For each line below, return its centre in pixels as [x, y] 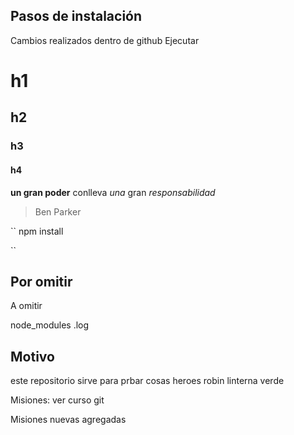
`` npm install [37, 231]
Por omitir [41, 281]
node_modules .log [50, 325]
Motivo [32, 356]
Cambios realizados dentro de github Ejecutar [105, 40]
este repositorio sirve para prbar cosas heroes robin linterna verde [147, 381]
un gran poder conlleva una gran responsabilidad [113, 192]
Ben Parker [58, 211]
